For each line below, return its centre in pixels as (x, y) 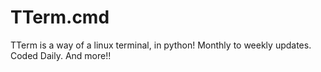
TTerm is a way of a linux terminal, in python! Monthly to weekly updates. (161, 45)
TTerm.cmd (60, 17)
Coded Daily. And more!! (61, 55)
